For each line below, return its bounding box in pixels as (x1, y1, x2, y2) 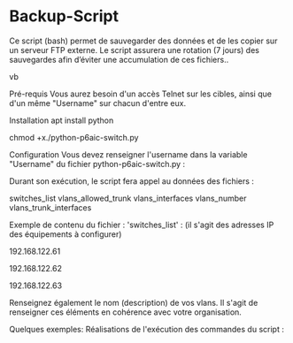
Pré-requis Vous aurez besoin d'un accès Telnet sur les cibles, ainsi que (9, 88, 273, 99)
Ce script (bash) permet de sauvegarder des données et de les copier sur (9, 35, 278, 46)
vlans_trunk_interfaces (9, 202, 92, 213)
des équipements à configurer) (9, 228, 122, 240)
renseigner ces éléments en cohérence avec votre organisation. (9, 307, 242, 317)
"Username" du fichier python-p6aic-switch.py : (9, 158, 186, 169)
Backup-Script (9, 6, 120, 27)
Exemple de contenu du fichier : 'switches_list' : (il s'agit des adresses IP (9, 219, 274, 230)
